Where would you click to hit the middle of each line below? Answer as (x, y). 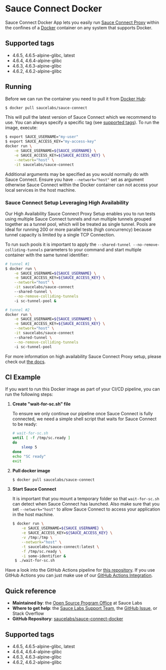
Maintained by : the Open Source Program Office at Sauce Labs (77, 603)
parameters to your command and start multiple (93, 249)
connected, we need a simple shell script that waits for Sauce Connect (84, 419)
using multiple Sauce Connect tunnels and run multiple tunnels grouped (78, 219)
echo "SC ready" (29, 456)
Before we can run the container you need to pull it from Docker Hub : (76, 99)
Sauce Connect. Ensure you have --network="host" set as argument (75, 179)
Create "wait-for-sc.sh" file (41, 404)
